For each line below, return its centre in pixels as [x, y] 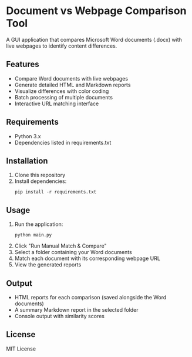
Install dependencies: [41, 181]
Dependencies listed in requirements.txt [63, 142]
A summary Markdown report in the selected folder [77, 310]
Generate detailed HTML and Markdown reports [73, 85]
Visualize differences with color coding [62, 91]
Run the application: [39, 224]
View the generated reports [48, 265]
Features [23, 64]
